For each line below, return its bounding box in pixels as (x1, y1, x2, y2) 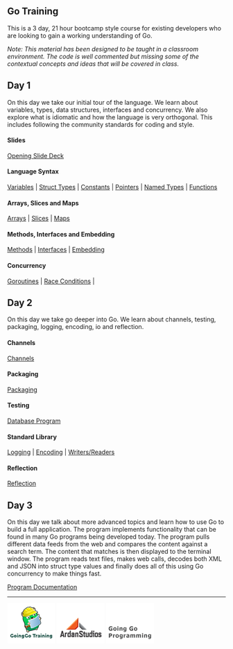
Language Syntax (7, 167, 59, 176)
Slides (7, 136, 26, 144)
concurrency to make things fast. (7, 569, 102, 578)
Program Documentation (7, 583, 78, 591)
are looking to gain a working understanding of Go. (7, 31, 153, 40)
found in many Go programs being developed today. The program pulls (7, 532, 210, 541)
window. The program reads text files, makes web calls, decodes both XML (7, 555, 222, 563)
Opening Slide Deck (7, 151, 64, 160)
